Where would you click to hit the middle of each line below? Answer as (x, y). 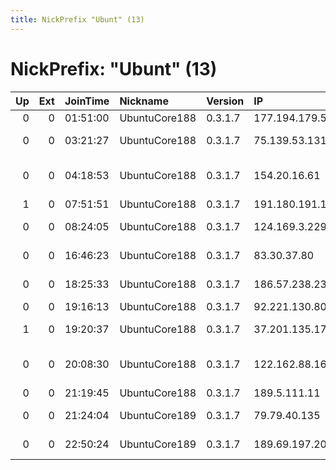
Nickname (144, 101)
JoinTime (87, 101)
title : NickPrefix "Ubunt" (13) (77, 19)
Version (225, 101)
